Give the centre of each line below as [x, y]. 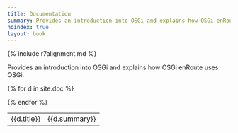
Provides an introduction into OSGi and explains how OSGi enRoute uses [113, 67]
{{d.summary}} [72, 119]
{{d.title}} [26, 119]
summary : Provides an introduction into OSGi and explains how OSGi [110, 21]
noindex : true [28, 27]
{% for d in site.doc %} [41, 88]
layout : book [27, 34]
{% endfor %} [28, 103]
